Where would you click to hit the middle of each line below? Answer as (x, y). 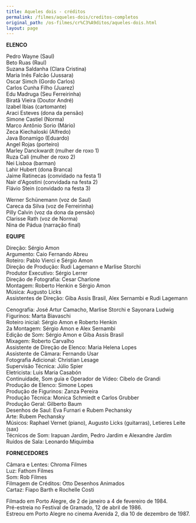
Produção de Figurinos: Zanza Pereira (52, 392)
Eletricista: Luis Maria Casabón (44, 373)
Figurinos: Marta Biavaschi (38, 316)
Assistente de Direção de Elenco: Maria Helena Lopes (71, 347)
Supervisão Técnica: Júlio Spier (45, 366)
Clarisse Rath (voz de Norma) (42, 219)
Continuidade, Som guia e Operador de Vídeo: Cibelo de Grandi (83, 379)
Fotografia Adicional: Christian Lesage (53, 360)
